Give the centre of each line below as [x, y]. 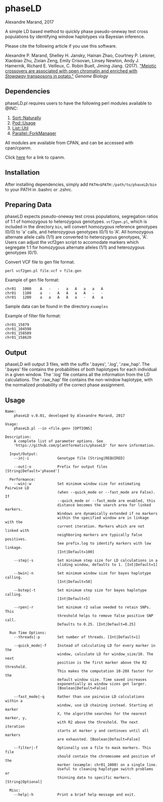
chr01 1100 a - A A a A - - [54, 293]
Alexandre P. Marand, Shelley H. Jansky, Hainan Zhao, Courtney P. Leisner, [80, 55]
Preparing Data [28, 205]
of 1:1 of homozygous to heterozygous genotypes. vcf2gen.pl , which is [76, 221]
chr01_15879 [17, 325]
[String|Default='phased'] [32, 471]
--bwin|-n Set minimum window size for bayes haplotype [82, 573]
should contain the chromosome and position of [106, 756]
